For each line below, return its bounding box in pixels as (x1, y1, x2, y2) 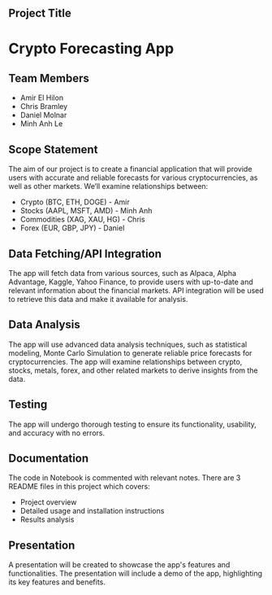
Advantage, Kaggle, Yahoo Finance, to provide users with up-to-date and (8, 277, 253, 287)
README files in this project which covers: (8, 482, 150, 492)
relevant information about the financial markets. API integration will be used (8, 286, 264, 295)
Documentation (8, 452, 89, 466)
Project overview (19, 497, 77, 507)
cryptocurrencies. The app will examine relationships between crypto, (8, 357, 243, 366)
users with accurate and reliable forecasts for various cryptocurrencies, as (8, 173, 258, 182)
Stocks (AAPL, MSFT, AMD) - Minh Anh (19, 206, 153, 216)
